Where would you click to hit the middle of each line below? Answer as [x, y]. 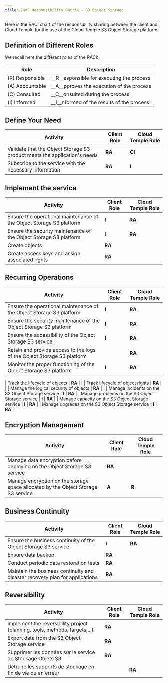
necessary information [34, 170]
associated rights [28, 260]
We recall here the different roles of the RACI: [52, 57]
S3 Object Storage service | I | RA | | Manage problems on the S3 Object [80, 393]
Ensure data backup [31, 555]
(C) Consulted [24, 94]
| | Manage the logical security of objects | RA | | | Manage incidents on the [82, 388]
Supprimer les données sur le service [51, 652]
